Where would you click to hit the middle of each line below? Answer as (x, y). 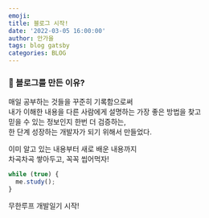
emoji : (19, 16)
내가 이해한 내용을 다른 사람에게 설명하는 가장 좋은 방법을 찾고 (105, 112)
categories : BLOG (37, 53)
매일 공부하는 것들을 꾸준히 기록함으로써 (71, 102)
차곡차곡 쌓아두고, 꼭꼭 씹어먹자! (59, 159)
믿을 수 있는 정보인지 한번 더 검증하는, (67, 122)
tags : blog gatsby (39, 46)
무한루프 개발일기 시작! (44, 205)
